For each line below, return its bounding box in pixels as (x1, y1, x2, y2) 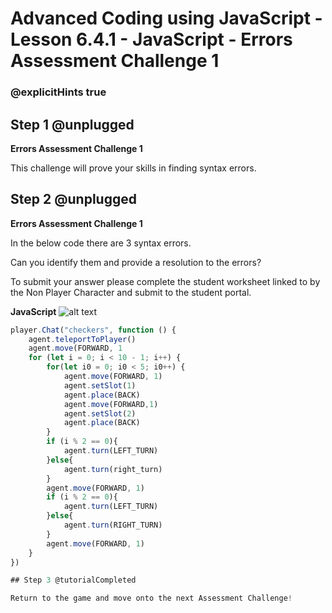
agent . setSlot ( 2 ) (63, 408, 137, 419)
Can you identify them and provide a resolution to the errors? (10, 256, 262, 268)
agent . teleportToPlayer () (28, 334, 137, 344)
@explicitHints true (10, 85, 107, 99)
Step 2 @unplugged (10, 191, 137, 208)
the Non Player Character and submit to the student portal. (10, 286, 252, 298)
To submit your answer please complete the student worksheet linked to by (10, 275, 321, 287)
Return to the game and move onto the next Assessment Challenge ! (10, 593, 293, 604)
